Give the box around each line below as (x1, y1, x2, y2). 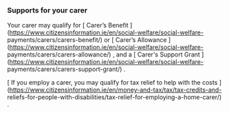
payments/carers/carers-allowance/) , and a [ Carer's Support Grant (7, 50, 201, 59)
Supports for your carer (7, 6, 88, 15)
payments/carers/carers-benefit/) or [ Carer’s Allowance (7, 36, 167, 44)
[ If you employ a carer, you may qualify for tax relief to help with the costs (7, 79, 218, 87)
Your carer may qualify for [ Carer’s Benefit (7, 21, 129, 30)
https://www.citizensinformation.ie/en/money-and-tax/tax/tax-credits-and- (9, 85, 222, 94)
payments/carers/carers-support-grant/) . (7, 65, 126, 74)
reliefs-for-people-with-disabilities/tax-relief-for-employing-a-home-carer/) (7, 93, 222, 101)
